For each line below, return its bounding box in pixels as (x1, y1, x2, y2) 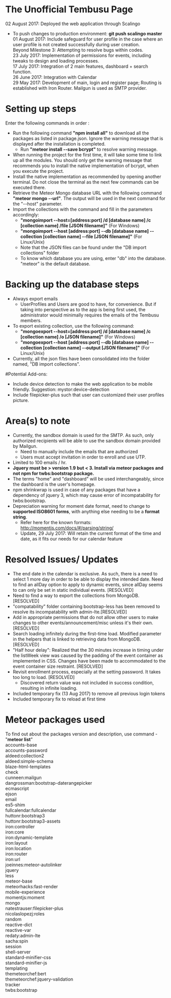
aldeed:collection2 (5, 752, 44, 759)
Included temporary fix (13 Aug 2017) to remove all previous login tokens (12, 690, 165, 696)
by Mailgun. (12, 443, 38, 449)
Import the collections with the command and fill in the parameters (12, 206, 153, 212)
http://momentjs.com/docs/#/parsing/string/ (20, 525, 114, 531)
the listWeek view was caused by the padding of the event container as (12, 652, 163, 658)
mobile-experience (5, 889, 45, 895)
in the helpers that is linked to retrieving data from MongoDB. (12, 636, 141, 642)
